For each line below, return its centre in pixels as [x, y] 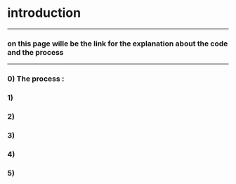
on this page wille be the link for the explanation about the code [118, 44]
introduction [44, 13]
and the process [36, 52]
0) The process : [36, 79]
